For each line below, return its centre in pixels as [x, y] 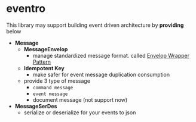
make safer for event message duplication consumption [101, 74]
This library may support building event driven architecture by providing [95, 25]
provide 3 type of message [57, 81]
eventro [26, 9]
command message [53, 87]
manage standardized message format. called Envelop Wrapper [111, 55]
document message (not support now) [80, 99]
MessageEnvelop [46, 49]
